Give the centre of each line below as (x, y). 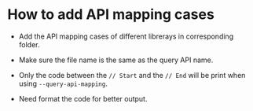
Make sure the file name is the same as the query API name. (116, 60)
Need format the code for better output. (83, 98)
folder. (29, 44)
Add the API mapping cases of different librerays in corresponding (126, 36)
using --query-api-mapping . (63, 83)
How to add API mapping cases (111, 15)
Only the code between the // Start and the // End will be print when (132, 75)
